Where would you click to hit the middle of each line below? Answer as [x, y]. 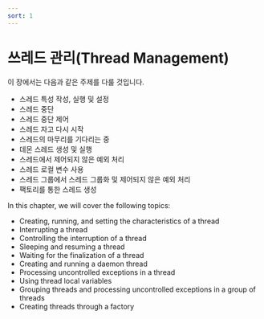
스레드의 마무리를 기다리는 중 [64, 139]
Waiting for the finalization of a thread [81, 255]
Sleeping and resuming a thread [72, 247]
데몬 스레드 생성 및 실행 [56, 149]
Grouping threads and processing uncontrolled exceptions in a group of [137, 289]
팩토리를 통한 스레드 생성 [58, 189]
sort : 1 [20, 16]
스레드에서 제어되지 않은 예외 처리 [72, 159]
